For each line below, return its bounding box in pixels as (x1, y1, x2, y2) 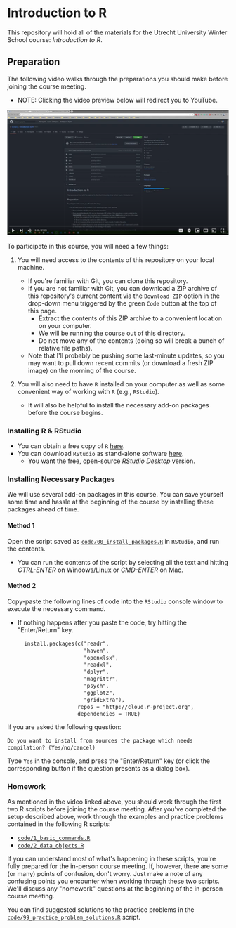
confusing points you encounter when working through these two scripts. (7, 877, 220, 886)
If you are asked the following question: (7, 722, 122, 731)
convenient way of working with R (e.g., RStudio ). (17, 387, 159, 396)
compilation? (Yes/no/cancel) (7, 744, 96, 751)
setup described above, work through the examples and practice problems (7, 813, 223, 821)
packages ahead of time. (7, 505, 79, 514)
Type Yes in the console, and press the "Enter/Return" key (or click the (7, 757, 211, 765)
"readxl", (84, 661, 112, 668)
